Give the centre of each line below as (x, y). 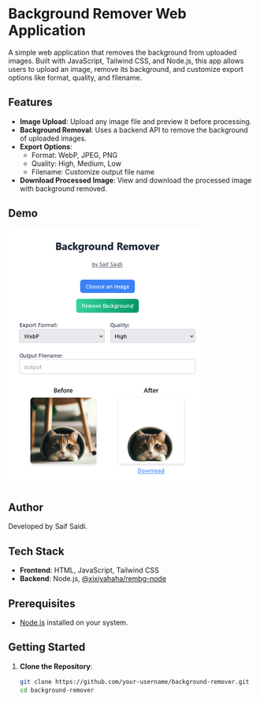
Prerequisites (42, 604)
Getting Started (47, 647)
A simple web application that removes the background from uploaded (123, 52)
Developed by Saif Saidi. (48, 527)
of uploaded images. (53, 138)
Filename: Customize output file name (93, 171)
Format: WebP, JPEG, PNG (74, 155)
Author (26, 507)
